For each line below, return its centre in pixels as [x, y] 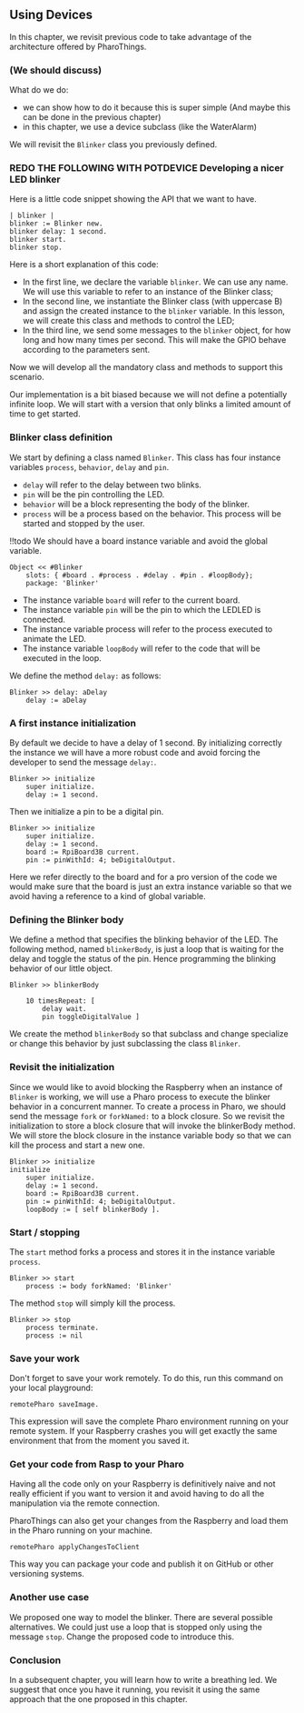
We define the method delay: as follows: [85, 676]
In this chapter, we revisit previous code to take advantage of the [131, 36]
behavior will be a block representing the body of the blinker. [136, 504]
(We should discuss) [56, 70]
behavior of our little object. [61, 968]
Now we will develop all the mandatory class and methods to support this [146, 367]
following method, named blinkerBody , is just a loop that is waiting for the [147, 949]
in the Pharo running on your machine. [81, 1530]
